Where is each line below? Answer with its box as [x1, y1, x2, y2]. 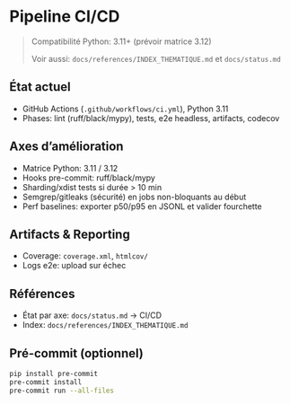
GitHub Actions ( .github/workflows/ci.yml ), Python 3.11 [22, 103, 229, 114]
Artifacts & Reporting [9, 226, 130, 242]
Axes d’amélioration [9, 139, 124, 154]
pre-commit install [9, 377, 83, 387]
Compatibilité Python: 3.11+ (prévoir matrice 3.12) [31, 36, 213, 47]
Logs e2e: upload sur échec [22, 260, 127, 271]
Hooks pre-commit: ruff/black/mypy [22, 172, 155, 183]
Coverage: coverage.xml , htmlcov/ [22, 250, 148, 261]
